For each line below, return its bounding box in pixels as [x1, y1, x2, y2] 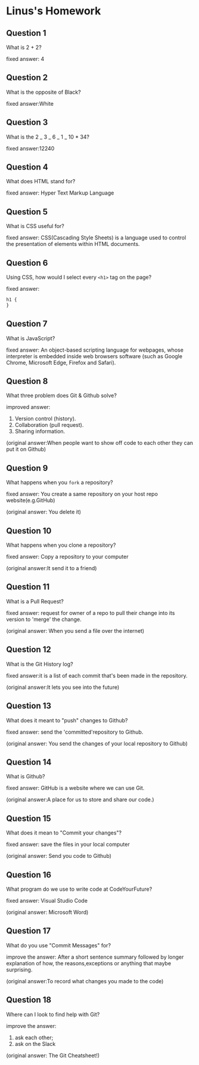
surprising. [6, 966, 33, 973]
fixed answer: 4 [6, 56, 45, 62]
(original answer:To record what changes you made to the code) [6, 977, 164, 984]
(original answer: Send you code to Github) [6, 852, 112, 860]
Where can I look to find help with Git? [6, 1011, 100, 1018]
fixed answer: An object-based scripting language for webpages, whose [6, 346, 184, 353]
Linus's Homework [6, 4, 101, 18]
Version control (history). [14, 415, 76, 422]
